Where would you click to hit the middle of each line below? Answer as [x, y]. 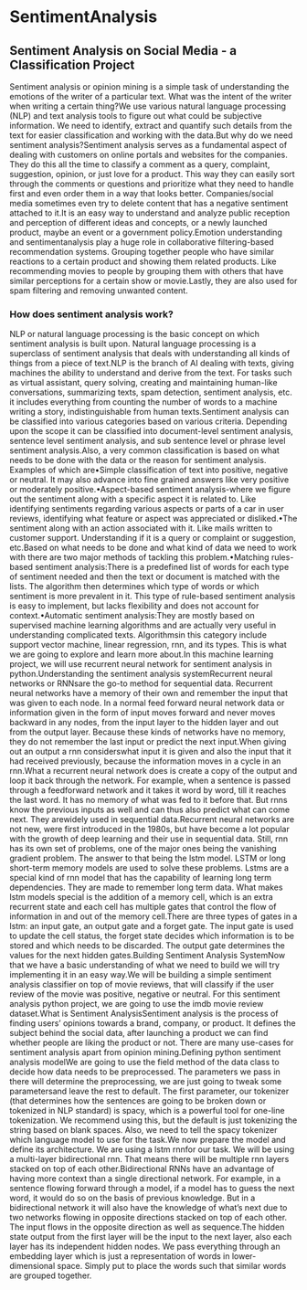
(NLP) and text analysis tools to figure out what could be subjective [136, 116]
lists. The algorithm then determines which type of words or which [134, 587]
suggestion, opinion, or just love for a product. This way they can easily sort [152, 174]
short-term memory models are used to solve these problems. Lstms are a [149, 868]
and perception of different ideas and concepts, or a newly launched [138, 222]
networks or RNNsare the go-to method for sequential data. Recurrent [141, 683]
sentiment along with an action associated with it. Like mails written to [141, 528]
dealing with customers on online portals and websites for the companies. [148, 154]
